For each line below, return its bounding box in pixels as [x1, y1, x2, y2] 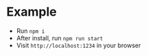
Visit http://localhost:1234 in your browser [16, 41, 141, 49]
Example [6, 4, 57, 20]
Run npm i [16, 27, 45, 35]
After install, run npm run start [16, 33, 103, 42]
